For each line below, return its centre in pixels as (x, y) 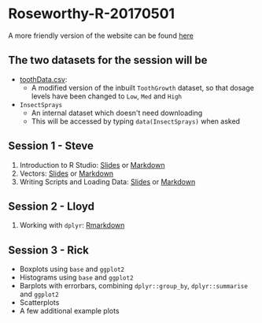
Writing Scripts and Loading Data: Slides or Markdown (107, 181)
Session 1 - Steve (51, 146)
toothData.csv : (43, 79)
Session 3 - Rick (48, 250)
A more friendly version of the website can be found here (101, 35)
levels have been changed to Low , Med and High (107, 96)
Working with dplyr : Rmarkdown (72, 225)
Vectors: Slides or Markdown (66, 173)
